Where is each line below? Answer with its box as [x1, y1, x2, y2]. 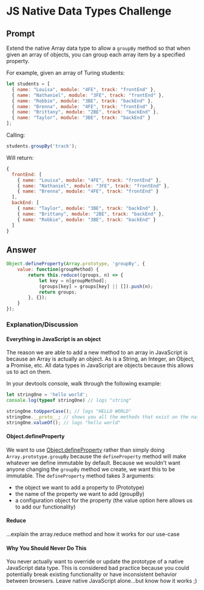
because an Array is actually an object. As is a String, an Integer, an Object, [6, 355, 195, 362]
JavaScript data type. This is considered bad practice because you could [6, 565, 189, 572]
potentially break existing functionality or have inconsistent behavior [6, 571, 177, 578]
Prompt [6, 29, 35, 39]
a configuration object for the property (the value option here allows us [15, 497, 193, 504]
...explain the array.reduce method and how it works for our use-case [6, 530, 180, 538]
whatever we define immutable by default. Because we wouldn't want [6, 459, 181, 466]
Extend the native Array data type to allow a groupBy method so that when [6, 44, 191, 52]
